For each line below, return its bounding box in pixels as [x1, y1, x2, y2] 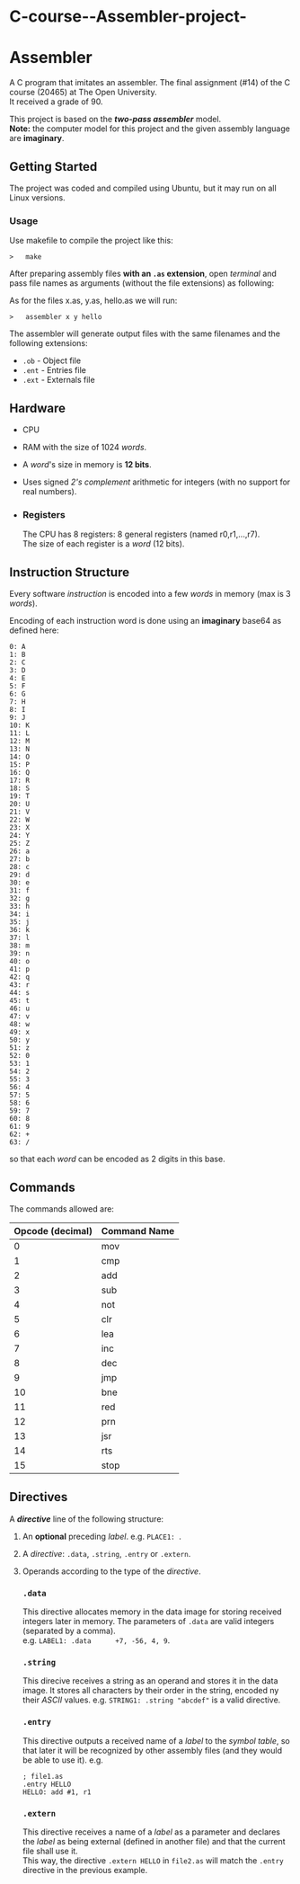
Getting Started [9, 159, 98, 174]
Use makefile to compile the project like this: [9, 235, 173, 246]
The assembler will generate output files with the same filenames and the [9, 328, 281, 339]
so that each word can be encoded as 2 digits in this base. [9, 1153, 226, 1165]
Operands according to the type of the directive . [22, 1566, 201, 1577]
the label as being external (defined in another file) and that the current [22, 1835, 286, 1846]
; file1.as [22, 1772, 64, 1781]
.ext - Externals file [22, 375, 96, 386]
